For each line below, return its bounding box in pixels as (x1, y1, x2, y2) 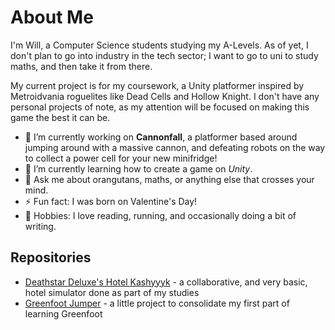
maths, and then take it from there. (10, 60, 153, 72)
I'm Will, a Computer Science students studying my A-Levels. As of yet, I (10, 39, 309, 51)
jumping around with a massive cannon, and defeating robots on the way (24, 141, 326, 153)
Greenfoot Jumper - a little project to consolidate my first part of (24, 297, 290, 309)
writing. (24, 220, 57, 232)
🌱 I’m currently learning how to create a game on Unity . (24, 162, 253, 175)
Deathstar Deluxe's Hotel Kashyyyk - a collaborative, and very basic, (24, 276, 308, 288)
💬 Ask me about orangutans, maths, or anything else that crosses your (24, 173, 315, 185)
